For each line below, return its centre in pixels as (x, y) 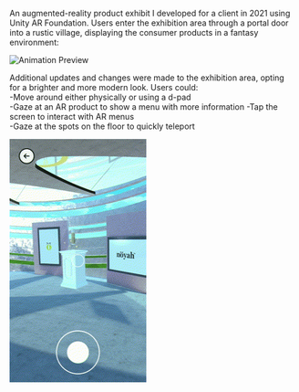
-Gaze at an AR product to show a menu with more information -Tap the (144, 107)
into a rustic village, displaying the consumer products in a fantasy (134, 32)
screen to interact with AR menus (72, 117)
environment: (34, 42)
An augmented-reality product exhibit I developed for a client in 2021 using (150, 13)
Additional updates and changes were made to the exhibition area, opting (147, 78)
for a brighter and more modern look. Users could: (104, 87)
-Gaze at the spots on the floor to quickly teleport (103, 126)
